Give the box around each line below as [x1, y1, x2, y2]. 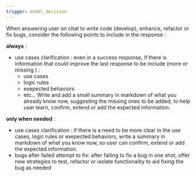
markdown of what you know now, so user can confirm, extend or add [14, 139, 185, 146]
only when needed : [6, 115, 56, 122]
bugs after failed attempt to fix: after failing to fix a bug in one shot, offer [14, 151, 190, 159]
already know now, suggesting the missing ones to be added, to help [23, 98, 191, 105]
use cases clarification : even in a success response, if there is [14, 54, 167, 61]
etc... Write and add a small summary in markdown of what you [23, 91, 177, 98]
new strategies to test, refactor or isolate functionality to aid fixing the [14, 158, 184, 165]
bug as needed [14, 164, 52, 171]
